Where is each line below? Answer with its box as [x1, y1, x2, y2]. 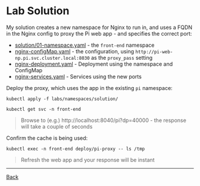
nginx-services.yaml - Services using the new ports [14, 73, 142, 80]
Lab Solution [6, 4, 70, 18]
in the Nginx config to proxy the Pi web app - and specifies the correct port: [6, 30, 192, 37]
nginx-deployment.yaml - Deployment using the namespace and [14, 60, 173, 68]
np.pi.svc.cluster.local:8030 [14, 55, 90, 61]
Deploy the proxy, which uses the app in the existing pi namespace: [6, 84, 173, 91]
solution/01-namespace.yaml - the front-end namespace [14, 41, 155, 49]
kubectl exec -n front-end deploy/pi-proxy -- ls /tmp [6, 146, 145, 152]
